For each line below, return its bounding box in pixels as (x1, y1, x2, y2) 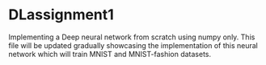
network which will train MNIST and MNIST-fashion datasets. (8, 49, 212, 59)
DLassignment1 (8, 6, 115, 24)
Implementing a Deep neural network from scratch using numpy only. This (8, 32, 255, 42)
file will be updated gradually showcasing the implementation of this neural (8, 40, 259, 50)
